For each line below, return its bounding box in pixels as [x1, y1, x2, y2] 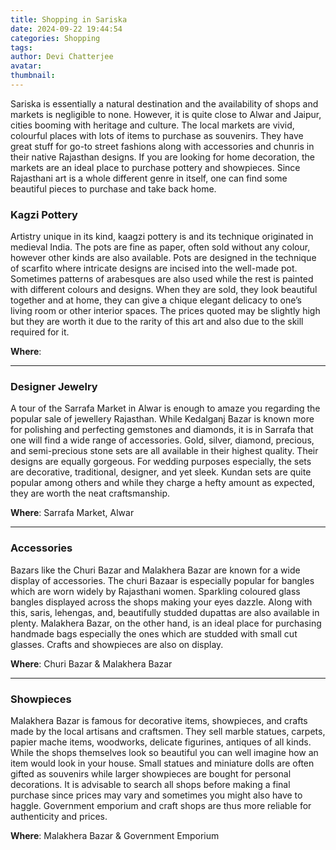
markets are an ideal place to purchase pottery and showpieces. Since [10, 161, 301, 173]
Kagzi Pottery [10, 207, 78, 221]
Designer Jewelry [10, 380, 98, 394]
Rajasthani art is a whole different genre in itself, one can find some [10, 172, 288, 184]
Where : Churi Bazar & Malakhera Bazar [10, 657, 173, 670]
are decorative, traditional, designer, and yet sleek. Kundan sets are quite [10, 466, 312, 478]
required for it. [10, 326, 70, 338]
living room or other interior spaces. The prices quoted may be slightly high [10, 305, 321, 317]
